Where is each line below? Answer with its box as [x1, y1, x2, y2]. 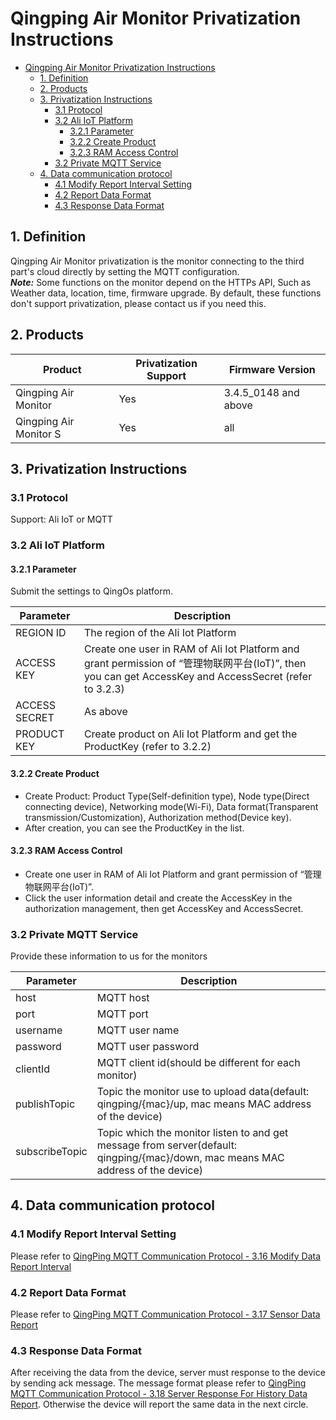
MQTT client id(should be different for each [96, 1056, 301, 1070]
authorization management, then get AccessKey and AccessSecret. [24, 902, 304, 914]
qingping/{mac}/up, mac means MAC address [96, 1097, 312, 1111]
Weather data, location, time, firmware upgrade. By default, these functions [10, 287, 322, 299]
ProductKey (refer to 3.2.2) [83, 740, 212, 754]
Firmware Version [228, 362, 316, 376]
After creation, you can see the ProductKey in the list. [24, 822, 245, 834]
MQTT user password [96, 1040, 200, 1054]
